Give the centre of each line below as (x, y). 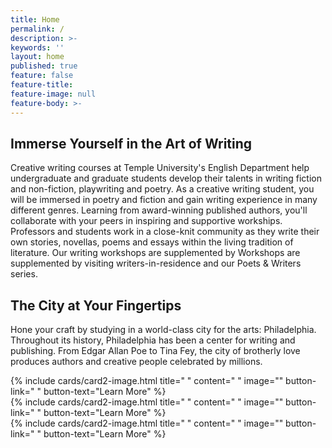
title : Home (35, 19)
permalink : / (37, 29)
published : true (44, 66)
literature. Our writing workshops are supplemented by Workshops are (155, 253)
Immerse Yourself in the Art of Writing (131, 143)
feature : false (42, 76)
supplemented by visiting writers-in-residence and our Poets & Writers (156, 263)
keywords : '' (37, 47)
